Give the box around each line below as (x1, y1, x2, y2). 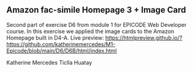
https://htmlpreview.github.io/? (105, 34, 183, 41)
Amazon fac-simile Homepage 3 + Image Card (6, 5, 186, 15)
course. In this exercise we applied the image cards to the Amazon (6, 27, 175, 35)
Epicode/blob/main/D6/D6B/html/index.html (6, 47, 118, 54)
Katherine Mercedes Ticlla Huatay (6, 59, 93, 66)
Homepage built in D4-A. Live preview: (6, 34, 104, 41)
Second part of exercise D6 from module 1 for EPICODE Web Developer (6, 21, 187, 28)
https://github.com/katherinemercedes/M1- (6, 40, 116, 48)
